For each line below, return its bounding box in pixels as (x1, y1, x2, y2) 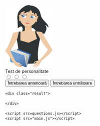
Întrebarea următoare (52, 80, 92, 85)
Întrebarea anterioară (7, 80, 47, 85)
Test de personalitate (5, 68, 49, 74)
